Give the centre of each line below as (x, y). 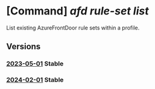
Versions (24, 47)
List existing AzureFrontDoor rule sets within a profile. (73, 28)
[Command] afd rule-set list (77, 11)
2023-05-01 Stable (35, 64)
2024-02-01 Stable (35, 80)
